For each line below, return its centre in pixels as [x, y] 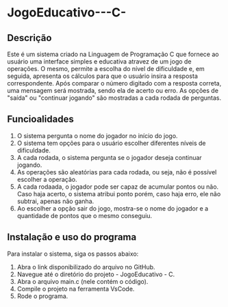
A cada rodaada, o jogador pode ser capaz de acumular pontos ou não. [118, 187]
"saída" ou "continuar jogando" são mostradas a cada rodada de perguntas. [114, 98]
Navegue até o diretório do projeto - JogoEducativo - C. [96, 274]
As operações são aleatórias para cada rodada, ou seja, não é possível [117, 172]
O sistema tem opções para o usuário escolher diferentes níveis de [111, 143]
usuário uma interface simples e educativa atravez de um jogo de [99, 62]
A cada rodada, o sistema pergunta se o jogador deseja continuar [109, 157]
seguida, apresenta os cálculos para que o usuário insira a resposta [103, 76]
